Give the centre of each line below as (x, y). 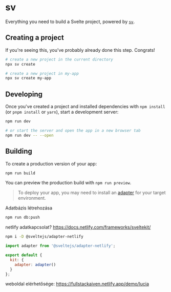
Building (19, 151)
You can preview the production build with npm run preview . (68, 183)
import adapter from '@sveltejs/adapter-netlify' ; (60, 246)
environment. (32, 198)
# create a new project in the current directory (59, 59)
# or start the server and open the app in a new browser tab (73, 130)
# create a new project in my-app (42, 73)
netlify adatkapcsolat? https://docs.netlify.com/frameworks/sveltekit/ (78, 227)
